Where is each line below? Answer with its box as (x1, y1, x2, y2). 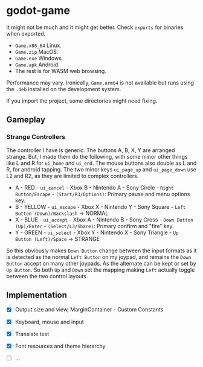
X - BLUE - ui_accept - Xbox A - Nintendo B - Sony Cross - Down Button (14, 215, 193, 223)
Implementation (6, 290, 68, 301)
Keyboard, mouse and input (14, 318, 85, 325)
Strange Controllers (6, 133, 65, 141)
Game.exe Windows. (14, 54, 63, 62)
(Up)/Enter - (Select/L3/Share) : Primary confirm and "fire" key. (14, 222, 174, 229)
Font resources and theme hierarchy (14, 342, 106, 349)
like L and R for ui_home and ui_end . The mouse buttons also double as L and (6, 159, 197, 167)
